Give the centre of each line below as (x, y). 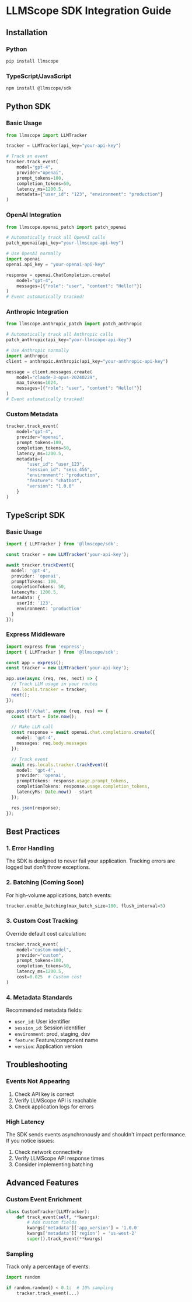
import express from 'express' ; (45, 647)
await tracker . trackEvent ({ (40, 565)
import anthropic (27, 356)
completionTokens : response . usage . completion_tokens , (83, 786)
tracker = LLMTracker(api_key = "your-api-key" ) (64, 146)
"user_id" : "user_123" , (56, 464)
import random (23, 1277)
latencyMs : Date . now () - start (55, 792)
